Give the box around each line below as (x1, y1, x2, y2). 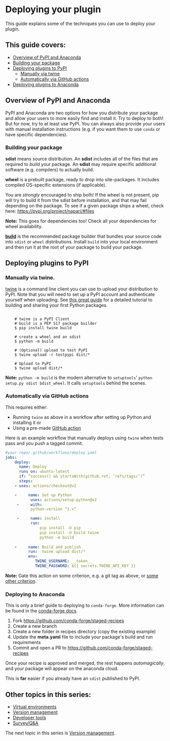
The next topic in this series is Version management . (5, 730, 116, 736)
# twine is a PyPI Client (14, 316, 70, 322)
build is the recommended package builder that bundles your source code (5, 233, 162, 239)
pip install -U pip (39, 526, 81, 531)
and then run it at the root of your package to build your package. (5, 244, 143, 250)
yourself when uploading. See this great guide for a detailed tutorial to (5, 297, 153, 303)
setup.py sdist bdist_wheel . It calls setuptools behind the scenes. (5, 380, 147, 386)
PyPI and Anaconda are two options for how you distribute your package (5, 110, 158, 116)
